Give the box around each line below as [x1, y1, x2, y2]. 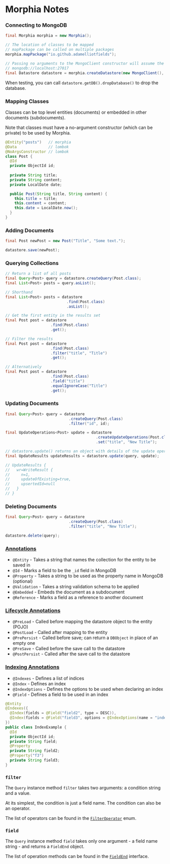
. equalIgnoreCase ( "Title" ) [50, 383, 108, 388]
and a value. [5, 790, 31, 796]
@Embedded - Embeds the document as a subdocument [12, 589, 125, 595]
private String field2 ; [10, 748, 60, 753]
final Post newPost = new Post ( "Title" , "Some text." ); [5, 239, 125, 244]
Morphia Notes [5, 4, 69, 15]
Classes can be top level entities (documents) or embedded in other [5, 109, 147, 115]
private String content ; [10, 177, 62, 182]
